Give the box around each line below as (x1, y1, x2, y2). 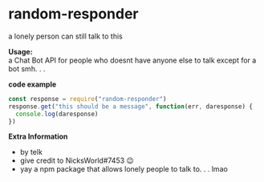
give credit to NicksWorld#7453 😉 (19, 156, 134, 165)
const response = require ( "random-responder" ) (8, 95, 167, 103)
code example (8, 79, 57, 89)
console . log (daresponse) (15, 110, 99, 118)
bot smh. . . (8, 63, 46, 73)
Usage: (8, 47, 34, 56)
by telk (19, 148, 43, 157)
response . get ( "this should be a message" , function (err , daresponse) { (8, 102, 253, 111)
